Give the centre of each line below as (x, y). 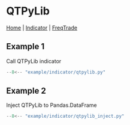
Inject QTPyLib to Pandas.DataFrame (52, 105)
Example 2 (26, 91)
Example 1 (25, 47)
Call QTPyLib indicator (34, 61)
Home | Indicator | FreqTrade (42, 28)
